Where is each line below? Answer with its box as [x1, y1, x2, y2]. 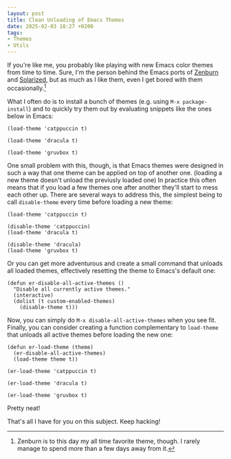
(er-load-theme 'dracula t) [7, 379, 88, 387]
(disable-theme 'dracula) [7, 241, 81, 248]
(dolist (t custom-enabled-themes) [13, 298, 115, 304]
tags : [7, 29, 23, 36]
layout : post [7, 10, 45, 17]
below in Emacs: [7, 111, 54, 120]
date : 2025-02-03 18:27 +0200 [7, 23, 94, 30]
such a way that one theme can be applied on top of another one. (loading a [7, 168, 222, 177]
